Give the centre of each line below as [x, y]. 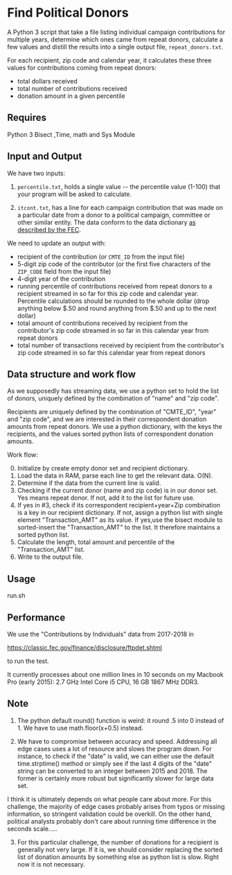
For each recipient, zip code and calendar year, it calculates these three [109, 60]
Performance [36, 618]
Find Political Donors [68, 13]
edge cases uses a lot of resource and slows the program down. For [115, 749]
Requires [27, 118]
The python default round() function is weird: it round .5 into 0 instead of [121, 720]
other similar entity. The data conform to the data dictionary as [106, 222]
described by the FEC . [49, 229]
